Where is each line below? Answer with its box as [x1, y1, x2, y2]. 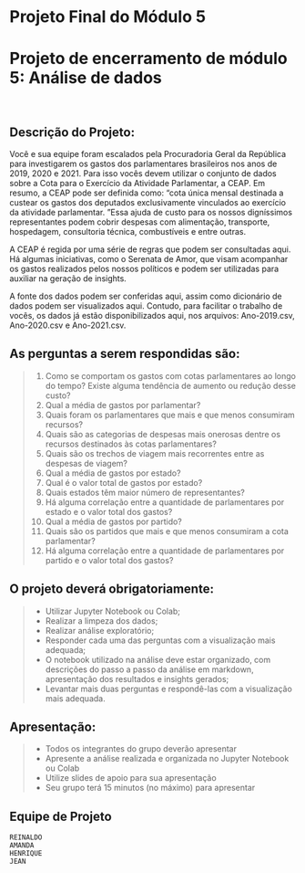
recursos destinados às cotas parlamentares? [45, 438, 217, 449]
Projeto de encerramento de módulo [9, 48, 289, 69]
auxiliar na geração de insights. [9, 272, 127, 284]
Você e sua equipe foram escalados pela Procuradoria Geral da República [9, 148, 287, 159]
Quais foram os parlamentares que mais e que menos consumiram [45, 409, 296, 420]
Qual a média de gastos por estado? [45, 468, 181, 479]
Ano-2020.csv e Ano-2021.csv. [9, 320, 127, 331]
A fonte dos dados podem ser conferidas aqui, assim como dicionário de [9, 290, 282, 301]
